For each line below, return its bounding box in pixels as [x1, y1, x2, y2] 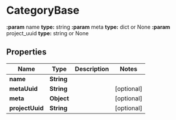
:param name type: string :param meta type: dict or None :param [6, 23, 171, 30]
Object [49, 94, 69, 102]
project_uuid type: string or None [6, 29, 89, 36]
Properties [6, 47, 47, 57]
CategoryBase [6, 4, 80, 17]
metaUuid [9, 84, 38, 93]
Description [74, 64, 109, 73]
